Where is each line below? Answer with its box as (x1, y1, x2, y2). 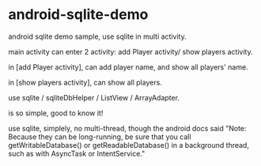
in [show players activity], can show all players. (8, 77, 162, 87)
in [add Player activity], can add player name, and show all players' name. (8, 62, 248, 72)
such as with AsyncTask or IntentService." (8, 149, 146, 158)
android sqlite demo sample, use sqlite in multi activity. (8, 32, 187, 41)
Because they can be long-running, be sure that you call (8, 132, 191, 141)
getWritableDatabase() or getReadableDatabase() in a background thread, (8, 140, 249, 149)
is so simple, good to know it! (8, 108, 104, 118)
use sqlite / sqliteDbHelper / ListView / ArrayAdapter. (8, 92, 180, 102)
